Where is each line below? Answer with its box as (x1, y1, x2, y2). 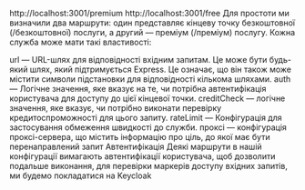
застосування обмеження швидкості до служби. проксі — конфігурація (9, 122, 287, 133)
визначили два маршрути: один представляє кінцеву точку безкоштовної (9, 17, 296, 28)
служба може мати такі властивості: (9, 36, 152, 47)
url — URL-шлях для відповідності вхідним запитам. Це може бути (9, 55, 268, 65)
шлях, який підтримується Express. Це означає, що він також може (29, 64, 291, 75)
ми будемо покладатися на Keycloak (9, 170, 152, 181)
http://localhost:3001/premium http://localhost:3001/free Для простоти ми (9, 8, 290, 18)
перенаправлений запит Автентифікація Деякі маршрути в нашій (9, 141, 262, 152)
